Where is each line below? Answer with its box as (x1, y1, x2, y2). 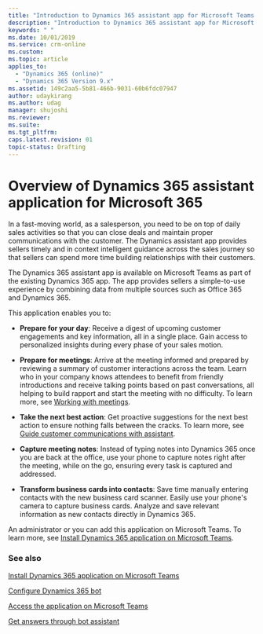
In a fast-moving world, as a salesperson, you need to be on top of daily (8, 219, 241, 229)
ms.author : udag (8, 99, 61, 107)
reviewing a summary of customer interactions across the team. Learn (19, 364, 247, 373)
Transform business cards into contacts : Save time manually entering (19, 485, 249, 494)
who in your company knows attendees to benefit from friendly (19, 372, 224, 382)
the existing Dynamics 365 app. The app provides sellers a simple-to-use (8, 277, 246, 286)
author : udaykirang (8, 92, 72, 100)
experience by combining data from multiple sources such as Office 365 (8, 284, 242, 295)
